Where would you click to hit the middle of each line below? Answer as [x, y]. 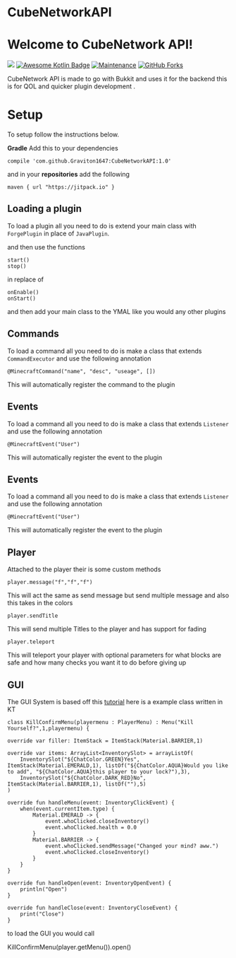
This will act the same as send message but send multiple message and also [118, 595]
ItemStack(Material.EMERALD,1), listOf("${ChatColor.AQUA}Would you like [118, 765]
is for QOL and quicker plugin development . [72, 86]
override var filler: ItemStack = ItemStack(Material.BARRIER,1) [105, 741]
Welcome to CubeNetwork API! [100, 45]
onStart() [22, 298]
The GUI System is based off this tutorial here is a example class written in [115, 701]
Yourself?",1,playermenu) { [49, 728]
